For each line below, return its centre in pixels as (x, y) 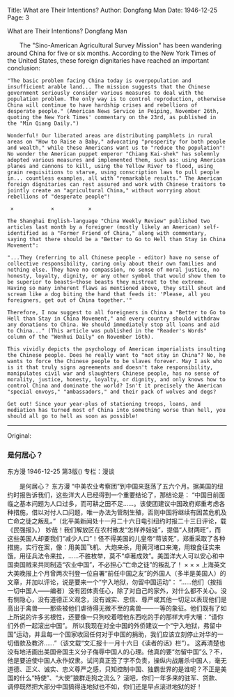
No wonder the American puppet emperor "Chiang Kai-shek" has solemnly (113, 154)
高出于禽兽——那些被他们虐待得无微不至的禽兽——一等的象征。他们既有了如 (117, 608)
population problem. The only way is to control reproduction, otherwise (117, 99)
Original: (19, 436)
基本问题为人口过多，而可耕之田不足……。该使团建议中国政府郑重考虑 (119, 504)
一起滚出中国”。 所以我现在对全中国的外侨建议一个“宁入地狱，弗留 (120, 626)
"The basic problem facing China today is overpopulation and (99, 81)
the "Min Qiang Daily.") (43, 123)
